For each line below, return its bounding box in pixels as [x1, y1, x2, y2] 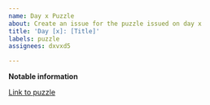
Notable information [8, 72, 79, 81]
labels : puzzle [8, 34, 60, 43]
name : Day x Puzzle [8, 11, 75, 20]
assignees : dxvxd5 [8, 42, 71, 50]
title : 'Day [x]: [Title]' [8, 27, 100, 35]
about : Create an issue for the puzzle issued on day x [8, 20, 202, 28]
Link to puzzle [8, 87, 55, 98]
